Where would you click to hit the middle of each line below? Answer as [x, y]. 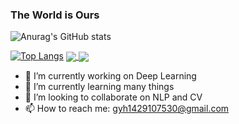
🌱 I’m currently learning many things [99, 87]
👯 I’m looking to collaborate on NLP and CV [113, 97]
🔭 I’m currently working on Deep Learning [110, 76]
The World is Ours [55, 15]
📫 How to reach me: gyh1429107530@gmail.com [127, 109]
